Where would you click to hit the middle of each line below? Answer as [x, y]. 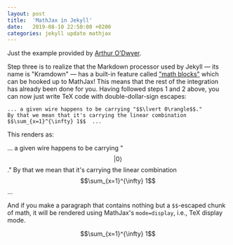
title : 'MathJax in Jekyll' [50, 20]
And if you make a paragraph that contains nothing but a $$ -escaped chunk [116, 205]
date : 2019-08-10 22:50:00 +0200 [59, 27]
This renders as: [31, 134]
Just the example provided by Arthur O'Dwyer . [74, 53]
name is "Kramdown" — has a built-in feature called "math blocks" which [113, 74]
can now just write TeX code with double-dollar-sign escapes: [97, 97]
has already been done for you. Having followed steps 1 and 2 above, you [113, 89]
